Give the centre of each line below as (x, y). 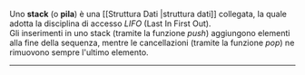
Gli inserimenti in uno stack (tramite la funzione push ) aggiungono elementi (150, 33)
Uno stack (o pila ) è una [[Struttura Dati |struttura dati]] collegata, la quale (148, 14)
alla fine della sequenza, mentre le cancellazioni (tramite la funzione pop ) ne (152, 42)
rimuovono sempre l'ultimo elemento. (79, 52)
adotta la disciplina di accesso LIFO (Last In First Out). (110, 23)
